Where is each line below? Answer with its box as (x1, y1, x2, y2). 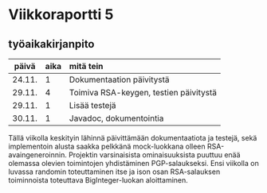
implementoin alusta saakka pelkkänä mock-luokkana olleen (8, 141, 206, 151)
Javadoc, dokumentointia (69, 113, 164, 124)
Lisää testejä (69, 100, 117, 110)
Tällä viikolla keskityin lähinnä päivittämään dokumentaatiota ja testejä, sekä (8, 133, 257, 142)
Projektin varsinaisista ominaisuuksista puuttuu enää (69, 150, 241, 160)
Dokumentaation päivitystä (69, 74, 170, 85)
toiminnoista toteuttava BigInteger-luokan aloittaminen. (8, 176, 189, 184)
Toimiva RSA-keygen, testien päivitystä (69, 87, 218, 98)
